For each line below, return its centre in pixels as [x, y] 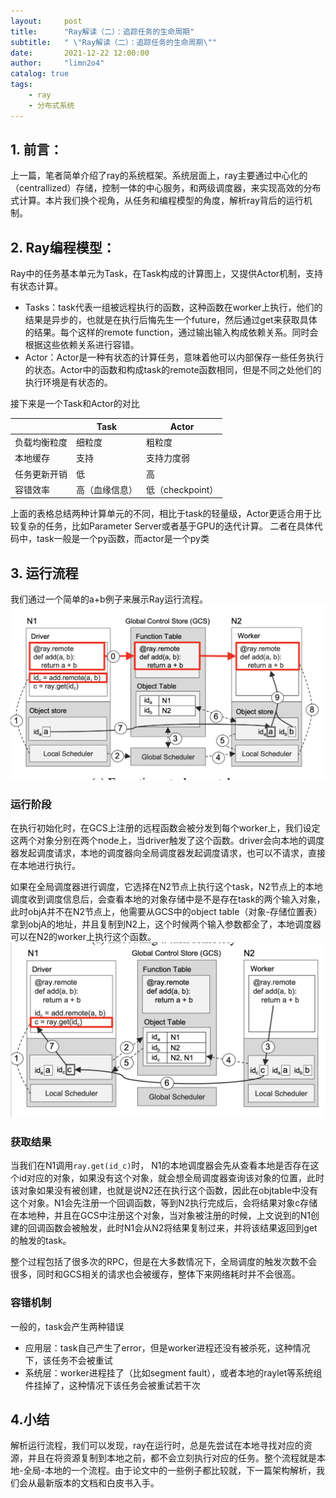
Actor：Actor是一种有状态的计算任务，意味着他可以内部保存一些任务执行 [174, 357]
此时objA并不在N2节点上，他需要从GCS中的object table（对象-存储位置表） [166, 912]
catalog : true [40, 74]
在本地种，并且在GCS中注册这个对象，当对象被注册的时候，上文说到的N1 [160, 1216]
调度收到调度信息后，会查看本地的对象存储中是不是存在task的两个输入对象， [168, 899]
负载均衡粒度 [41, 442]
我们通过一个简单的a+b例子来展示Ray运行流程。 [109, 599]
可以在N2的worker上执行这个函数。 [83, 937]
